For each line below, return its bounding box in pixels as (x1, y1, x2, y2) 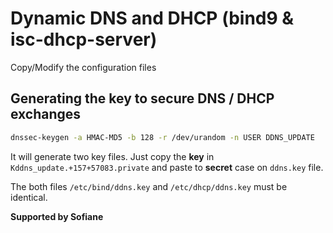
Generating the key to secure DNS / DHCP (10, 90, 275, 107)
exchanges (10, 106, 82, 123)
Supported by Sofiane (10, 210, 104, 222)
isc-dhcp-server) (10, 28, 158, 51)
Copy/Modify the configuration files (10, 61, 157, 73)
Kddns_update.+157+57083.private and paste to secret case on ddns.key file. (10, 161, 324, 173)
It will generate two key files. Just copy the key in (10, 150, 215, 162)
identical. (10, 191, 48, 203)
